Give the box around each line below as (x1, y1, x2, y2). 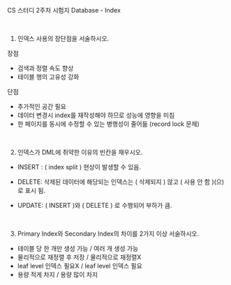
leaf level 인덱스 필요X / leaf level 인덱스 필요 (17, 262, 143, 270)
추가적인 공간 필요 (17, 102, 66, 110)
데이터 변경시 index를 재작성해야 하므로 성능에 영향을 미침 (17, 111, 175, 119)
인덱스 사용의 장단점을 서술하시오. (17, 34, 110, 43)
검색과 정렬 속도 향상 (17, 64, 74, 72)
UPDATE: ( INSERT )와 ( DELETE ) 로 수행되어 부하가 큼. (17, 201, 172, 209)
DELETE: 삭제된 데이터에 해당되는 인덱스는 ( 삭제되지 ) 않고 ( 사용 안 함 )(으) (17, 178, 225, 186)
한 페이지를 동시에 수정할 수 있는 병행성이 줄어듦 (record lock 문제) (17, 120, 200, 128)
